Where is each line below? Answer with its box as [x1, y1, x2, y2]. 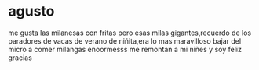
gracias [8, 53, 33, 62]
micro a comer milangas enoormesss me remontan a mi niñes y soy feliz [8, 44, 242, 54]
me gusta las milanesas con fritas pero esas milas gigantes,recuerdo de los [8, 28, 252, 37]
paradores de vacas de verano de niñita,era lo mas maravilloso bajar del [8, 36, 242, 45]
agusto [8, 2, 55, 20]
